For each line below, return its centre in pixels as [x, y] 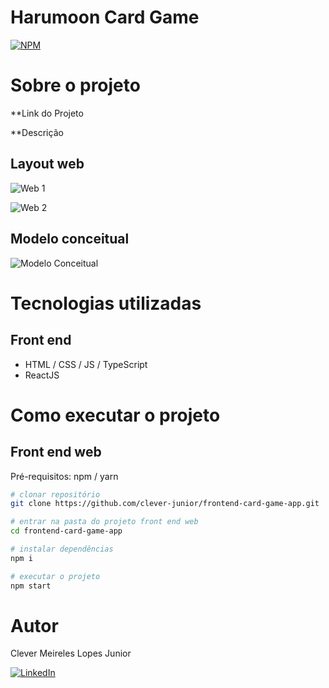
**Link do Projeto [47, 113]
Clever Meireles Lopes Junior [71, 653]
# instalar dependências [62, 549]
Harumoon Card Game [105, 17]
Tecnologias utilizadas [106, 303]
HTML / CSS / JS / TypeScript [86, 364]
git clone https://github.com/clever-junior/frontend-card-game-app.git [165, 504]
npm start [31, 586]
